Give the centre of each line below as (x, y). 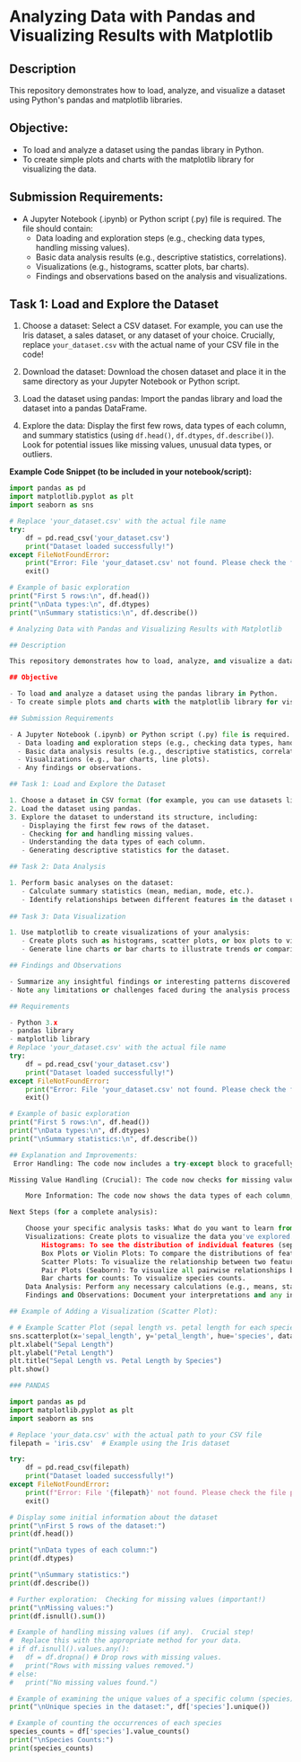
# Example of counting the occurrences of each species (116, 1723)
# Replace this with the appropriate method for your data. (126, 1641)
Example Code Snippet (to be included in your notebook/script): (131, 472)
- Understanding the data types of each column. (113, 842)
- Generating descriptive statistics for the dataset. (125, 851)
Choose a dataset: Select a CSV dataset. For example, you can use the (153, 326)
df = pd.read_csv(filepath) (77, 1468)
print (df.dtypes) (42, 1559)
